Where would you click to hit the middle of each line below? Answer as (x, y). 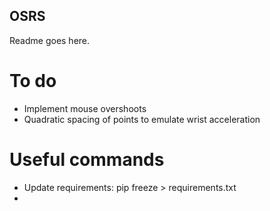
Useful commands (87, 159)
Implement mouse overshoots (85, 108)
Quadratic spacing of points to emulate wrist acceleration (142, 119)
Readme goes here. (50, 40)
